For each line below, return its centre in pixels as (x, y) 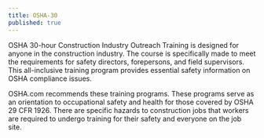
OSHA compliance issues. (50, 78)
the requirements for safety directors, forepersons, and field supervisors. (126, 62)
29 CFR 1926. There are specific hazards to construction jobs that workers (128, 110)
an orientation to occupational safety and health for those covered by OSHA (131, 102)
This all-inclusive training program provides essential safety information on (129, 70)
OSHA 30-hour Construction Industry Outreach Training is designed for (124, 45)
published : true (35, 23)
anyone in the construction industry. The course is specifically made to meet (132, 53)
